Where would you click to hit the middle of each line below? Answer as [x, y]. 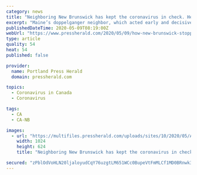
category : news [25, 11]
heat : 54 [17, 50]
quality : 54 [21, 45]
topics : [16, 87]
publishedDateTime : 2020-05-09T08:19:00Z [57, 28]
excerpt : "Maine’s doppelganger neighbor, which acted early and [87, 22]
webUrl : [16, 33]
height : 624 [31, 147]
